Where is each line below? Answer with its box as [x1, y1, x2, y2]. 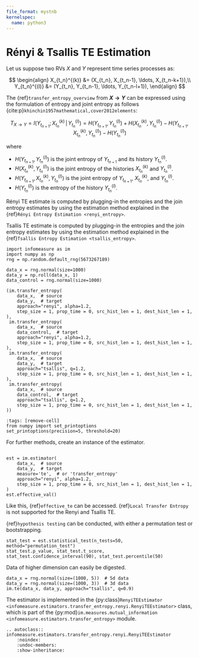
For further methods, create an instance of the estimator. [6, 439, 146, 446]
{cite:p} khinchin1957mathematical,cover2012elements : [6, 107, 138, 114]
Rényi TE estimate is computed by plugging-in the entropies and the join [6, 198, 183, 205]
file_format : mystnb [6, 8, 58, 15]
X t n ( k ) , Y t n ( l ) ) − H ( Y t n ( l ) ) [73, 128, 127, 138]
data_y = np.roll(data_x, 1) [6, 272, 78, 278]
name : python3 [11, 20, 46, 26]
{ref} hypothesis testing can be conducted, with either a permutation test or [6, 520, 193, 527]
